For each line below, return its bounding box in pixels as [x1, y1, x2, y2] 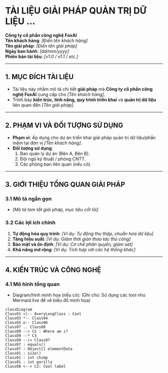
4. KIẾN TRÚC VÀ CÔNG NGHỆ [5, 265, 101, 274]
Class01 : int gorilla [5, 359, 52, 365]
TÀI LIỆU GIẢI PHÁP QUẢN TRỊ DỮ [5, 5, 146, 17]
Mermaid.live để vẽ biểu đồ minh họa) [12, 297, 91, 303]
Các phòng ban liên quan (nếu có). [19, 161, 91, 167]
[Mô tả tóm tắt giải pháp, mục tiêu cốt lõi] [12, 207, 98, 213]
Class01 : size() [5, 351, 41, 356]
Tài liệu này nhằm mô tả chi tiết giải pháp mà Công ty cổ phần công [12, 86, 153, 92]
